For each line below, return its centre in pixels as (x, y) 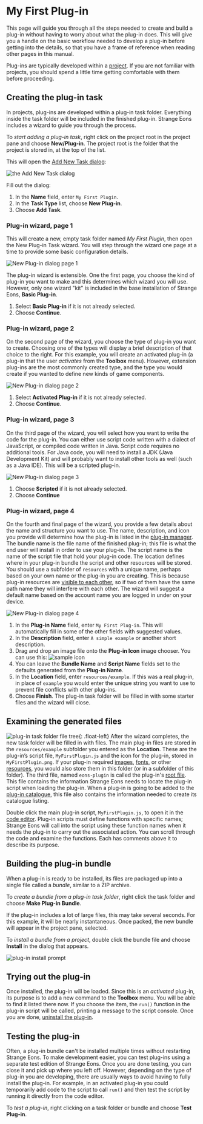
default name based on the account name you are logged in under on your (99, 595)
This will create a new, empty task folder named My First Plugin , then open (99, 239)
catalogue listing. (28, 800)
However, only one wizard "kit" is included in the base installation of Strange (101, 288)
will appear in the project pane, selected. (57, 928)
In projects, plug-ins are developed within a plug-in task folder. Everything (99, 112)
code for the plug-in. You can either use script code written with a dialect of (101, 439)
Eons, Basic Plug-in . (32, 295)
